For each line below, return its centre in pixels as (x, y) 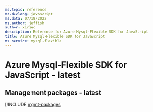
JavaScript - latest (43, 75)
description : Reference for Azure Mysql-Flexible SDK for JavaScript (77, 32)
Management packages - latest (53, 93)
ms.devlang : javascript (29, 14)
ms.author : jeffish (25, 23)
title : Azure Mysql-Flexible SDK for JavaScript (55, 37)
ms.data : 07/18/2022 (26, 18)
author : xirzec (20, 28)
